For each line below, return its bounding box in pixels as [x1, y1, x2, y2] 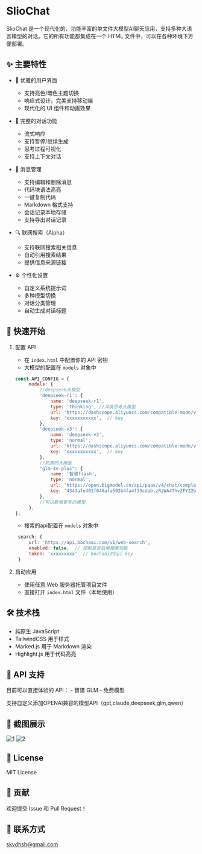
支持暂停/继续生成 [24, 138, 69, 145]
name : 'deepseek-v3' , [50, 432, 105, 438]
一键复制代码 [24, 193, 56, 200]
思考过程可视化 [24, 145, 62, 152]
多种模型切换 [24, 291, 56, 299]
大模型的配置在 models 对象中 [24, 364, 96, 371]
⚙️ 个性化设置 [14, 271, 48, 279]
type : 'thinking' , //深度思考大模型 [50, 403, 136, 410]
